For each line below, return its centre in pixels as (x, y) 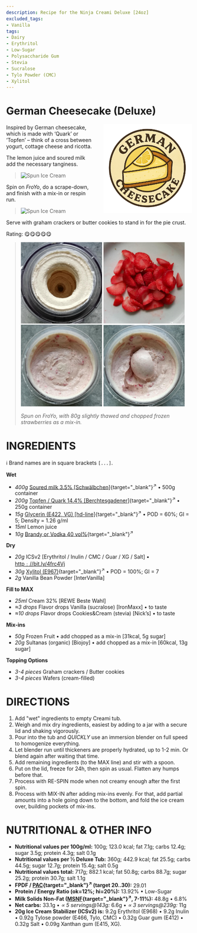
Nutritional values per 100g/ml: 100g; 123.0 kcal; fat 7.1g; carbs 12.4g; (100, 847)
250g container (33, 506)
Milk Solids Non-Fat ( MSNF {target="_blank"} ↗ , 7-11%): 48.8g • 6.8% (101, 898)
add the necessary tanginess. (42, 164)
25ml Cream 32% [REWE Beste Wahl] (60, 601)
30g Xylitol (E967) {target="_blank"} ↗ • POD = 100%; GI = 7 (87, 571)
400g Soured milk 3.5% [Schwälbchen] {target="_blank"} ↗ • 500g (95, 486)
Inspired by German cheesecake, (46, 128)
